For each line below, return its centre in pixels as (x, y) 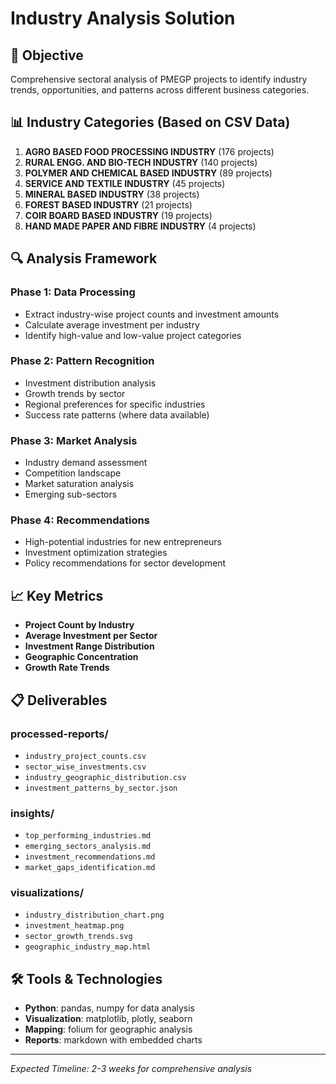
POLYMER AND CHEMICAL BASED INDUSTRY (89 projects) (148, 173)
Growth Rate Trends (67, 668)
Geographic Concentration (81, 657)
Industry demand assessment (86, 463)
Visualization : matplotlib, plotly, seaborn (108, 1019)
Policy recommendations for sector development (125, 563)
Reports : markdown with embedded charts (113, 1040)
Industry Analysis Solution (123, 18)
